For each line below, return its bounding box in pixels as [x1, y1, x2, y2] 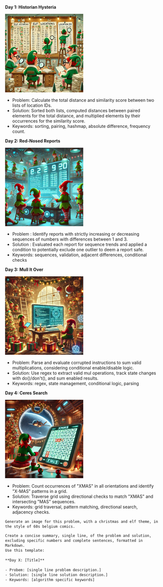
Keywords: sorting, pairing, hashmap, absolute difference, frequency [12, 123, 150, 129]
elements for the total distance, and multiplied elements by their [12, 113, 141, 119]
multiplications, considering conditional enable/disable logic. [12, 365, 134, 370]
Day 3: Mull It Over [5, 267, 43, 272]
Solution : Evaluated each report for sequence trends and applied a [12, 242, 147, 247]
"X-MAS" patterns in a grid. [12, 489, 67, 494]
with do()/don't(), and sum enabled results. [12, 375, 99, 381]
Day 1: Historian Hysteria [5, 4, 57, 10]
